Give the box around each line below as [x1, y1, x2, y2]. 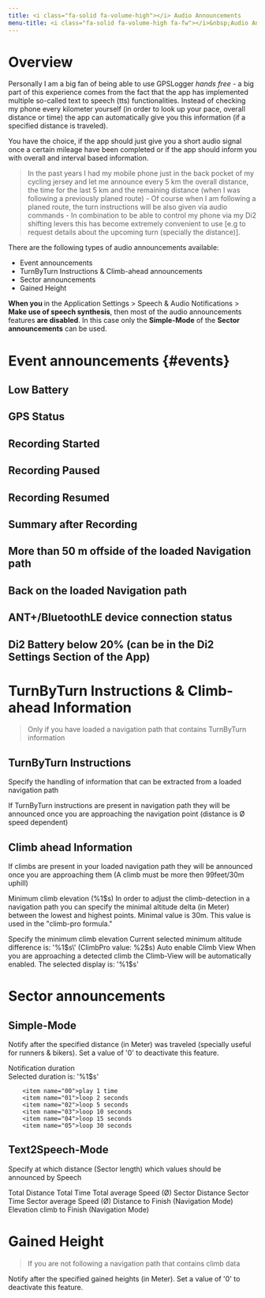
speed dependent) [8, 818, 69, 827]
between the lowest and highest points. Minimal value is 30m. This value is [8, 911, 251, 920]
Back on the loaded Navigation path [8, 583, 188, 598]
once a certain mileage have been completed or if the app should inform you [8, 145, 257, 154]
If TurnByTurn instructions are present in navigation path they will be [8, 801, 230, 810]
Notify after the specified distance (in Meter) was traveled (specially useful [8, 1040, 252, 1049]
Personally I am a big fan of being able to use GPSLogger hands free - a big [8, 79, 255, 89]
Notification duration [8, 1064, 75, 1073]
